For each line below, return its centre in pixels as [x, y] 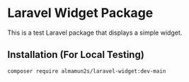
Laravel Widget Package [80, 13]
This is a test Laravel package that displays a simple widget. [95, 33]
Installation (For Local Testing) [76, 55]
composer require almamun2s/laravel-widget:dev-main [87, 71]
